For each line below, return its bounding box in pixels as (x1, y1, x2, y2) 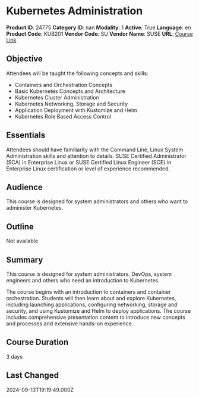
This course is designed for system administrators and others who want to (6, 198, 188, 205)
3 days (6, 353, 23, 360)
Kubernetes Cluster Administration (14, 94, 99, 101)
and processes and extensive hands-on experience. (6, 320, 134, 327)
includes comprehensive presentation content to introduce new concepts (6, 314, 185, 321)
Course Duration (6, 337, 69, 347)
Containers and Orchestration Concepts (14, 81, 113, 88)
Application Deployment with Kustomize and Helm (14, 106, 138, 114)
